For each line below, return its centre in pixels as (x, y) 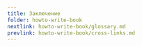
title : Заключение (34, 13)
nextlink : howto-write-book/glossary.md (67, 26)
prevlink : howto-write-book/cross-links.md (71, 33)
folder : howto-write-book (45, 20)
